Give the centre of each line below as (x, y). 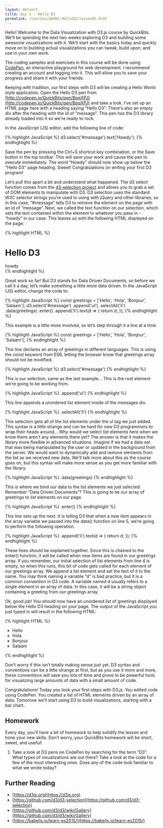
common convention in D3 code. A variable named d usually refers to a (76, 582)
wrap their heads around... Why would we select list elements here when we (81, 432)
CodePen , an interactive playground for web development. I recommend (77, 68)
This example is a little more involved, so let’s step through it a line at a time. (81, 325)
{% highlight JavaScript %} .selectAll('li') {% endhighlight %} (66, 412)
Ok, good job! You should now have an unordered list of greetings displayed (81, 601)
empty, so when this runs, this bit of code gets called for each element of (78, 566)
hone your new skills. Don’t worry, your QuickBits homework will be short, (79, 737)
